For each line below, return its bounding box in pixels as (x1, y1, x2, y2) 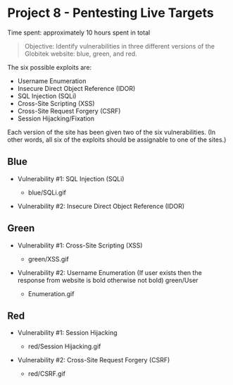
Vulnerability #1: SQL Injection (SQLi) (17, 174, 125, 183)
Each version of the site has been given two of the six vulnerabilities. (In (7, 128, 216, 136)
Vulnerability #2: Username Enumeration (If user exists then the (17, 268, 202, 276)
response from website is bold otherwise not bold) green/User (17, 276, 199, 284)
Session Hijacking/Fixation (17, 114, 95, 123)
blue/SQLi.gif (27, 188, 67, 197)
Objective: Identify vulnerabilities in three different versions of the (24, 42, 215, 50)
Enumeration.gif (27, 289, 75, 298)
